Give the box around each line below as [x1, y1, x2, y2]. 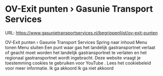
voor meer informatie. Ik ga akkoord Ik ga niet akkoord [5, 65, 114, 71]
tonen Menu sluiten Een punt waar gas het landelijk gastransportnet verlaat [5, 44, 156, 50]
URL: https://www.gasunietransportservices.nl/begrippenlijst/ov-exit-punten [5, 30, 158, 36]
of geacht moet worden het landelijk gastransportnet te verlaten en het [5, 50, 147, 56]
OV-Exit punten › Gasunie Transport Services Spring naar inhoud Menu [5, 39, 147, 45]
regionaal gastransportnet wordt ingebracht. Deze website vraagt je [5, 55, 141, 60]
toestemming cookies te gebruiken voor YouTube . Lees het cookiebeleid [5, 60, 151, 66]
